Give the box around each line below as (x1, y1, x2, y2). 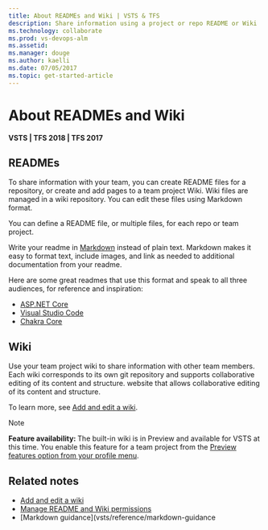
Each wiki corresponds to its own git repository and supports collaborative (8, 370, 255, 380)
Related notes (8, 474, 79, 487)
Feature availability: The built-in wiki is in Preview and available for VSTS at (8, 433, 260, 443)
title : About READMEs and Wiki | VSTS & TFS (8, 11, 160, 20)
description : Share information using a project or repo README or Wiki (8, 19, 258, 27)
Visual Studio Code (19, 308, 85, 318)
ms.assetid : (8, 42, 48, 50)
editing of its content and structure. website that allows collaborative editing (8, 379, 260, 388)
